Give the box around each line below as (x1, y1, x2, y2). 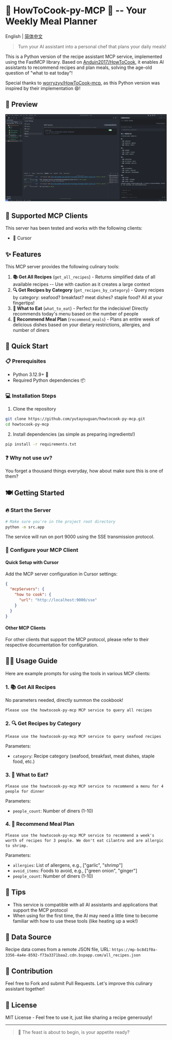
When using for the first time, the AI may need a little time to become (12, 912, 158, 919)
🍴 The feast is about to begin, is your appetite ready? (17, 1029, 130, 1035)
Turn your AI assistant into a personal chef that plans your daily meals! (17, 43, 166, 49)
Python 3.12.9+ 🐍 (12, 371, 49, 377)
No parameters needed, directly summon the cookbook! (5, 697, 124, 703)
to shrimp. (5, 843, 29, 848)
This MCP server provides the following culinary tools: (5, 264, 120, 270)
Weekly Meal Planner (5, 15, 98, 27)
